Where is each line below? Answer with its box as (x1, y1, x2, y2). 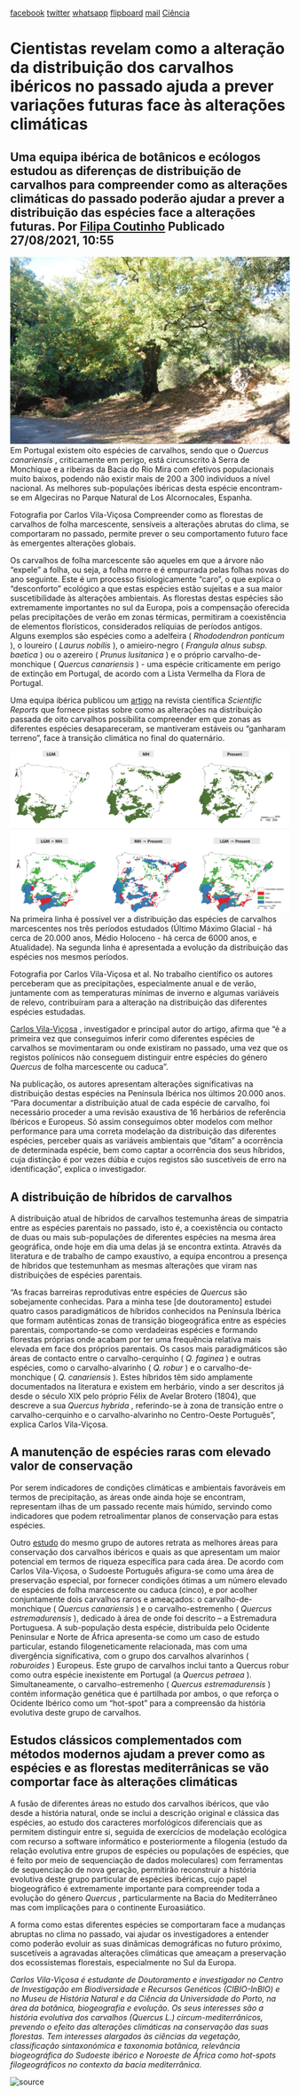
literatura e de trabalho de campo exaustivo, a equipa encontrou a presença (10, 1251, 287, 1262)
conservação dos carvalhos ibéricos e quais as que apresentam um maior (10, 1546, 280, 1557)
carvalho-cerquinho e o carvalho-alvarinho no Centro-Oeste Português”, (10, 1410, 276, 1421)
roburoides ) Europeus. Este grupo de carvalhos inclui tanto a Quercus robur (10, 1660, 289, 1670)
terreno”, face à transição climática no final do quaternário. (10, 733, 225, 744)
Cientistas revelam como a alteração (10, 39, 286, 59)
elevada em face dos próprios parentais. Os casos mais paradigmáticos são (10, 1343, 287, 1354)
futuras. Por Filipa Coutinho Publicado (10, 219, 225, 234)
